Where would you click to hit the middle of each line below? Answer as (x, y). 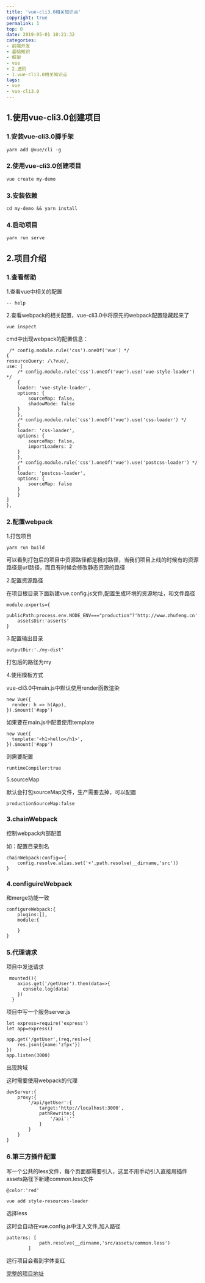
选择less (17, 1213)
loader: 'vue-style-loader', (54, 388)
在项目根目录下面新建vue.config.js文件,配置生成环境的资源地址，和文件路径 (101, 593)
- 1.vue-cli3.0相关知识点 (37, 74)
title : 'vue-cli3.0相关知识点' (44, 12)
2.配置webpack (30, 522)
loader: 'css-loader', (46, 431)
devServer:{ (21, 1092)
